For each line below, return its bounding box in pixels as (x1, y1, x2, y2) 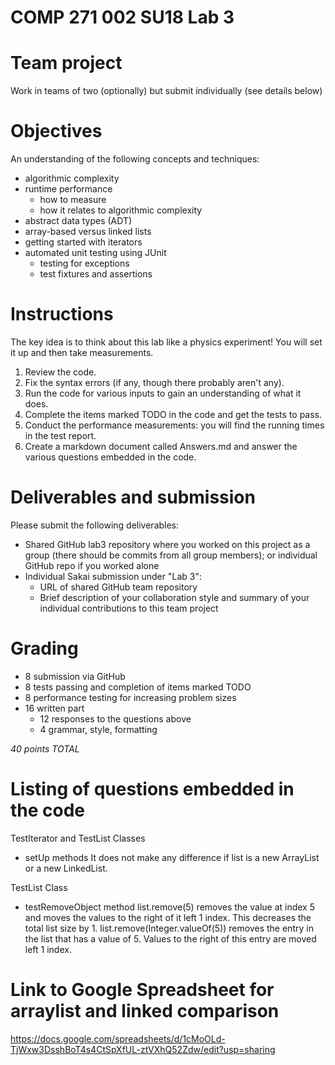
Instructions (10, 303, 114, 326)
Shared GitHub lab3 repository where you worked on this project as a (24, 538, 311, 550)
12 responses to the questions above (39, 712, 192, 725)
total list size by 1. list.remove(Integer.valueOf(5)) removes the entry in (24, 922, 314, 934)
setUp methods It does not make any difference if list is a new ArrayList (24, 851, 320, 863)
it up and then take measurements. (10, 347, 154, 358)
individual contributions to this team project (39, 602, 219, 614)
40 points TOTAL (10, 742, 80, 755)
